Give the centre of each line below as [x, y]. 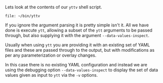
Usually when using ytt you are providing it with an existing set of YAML [77, 45]
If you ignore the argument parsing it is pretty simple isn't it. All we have [77, 25]
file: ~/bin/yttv [23, 16]
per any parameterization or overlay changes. [51, 55]
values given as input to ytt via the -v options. [52, 75]
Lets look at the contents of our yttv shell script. [54, 7]
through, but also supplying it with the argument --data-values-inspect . [77, 35]
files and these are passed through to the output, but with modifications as [80, 50]
